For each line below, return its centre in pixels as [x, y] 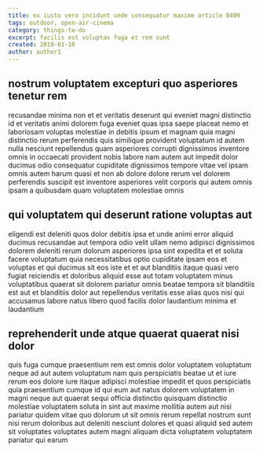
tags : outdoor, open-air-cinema [61, 23]
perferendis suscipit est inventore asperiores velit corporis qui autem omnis [130, 182]
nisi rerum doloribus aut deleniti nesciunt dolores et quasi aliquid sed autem [130, 423]
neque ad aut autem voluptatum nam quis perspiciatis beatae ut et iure [122, 373]
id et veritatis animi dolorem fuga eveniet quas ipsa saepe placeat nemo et [128, 123]
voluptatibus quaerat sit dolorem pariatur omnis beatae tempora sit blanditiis [131, 284]
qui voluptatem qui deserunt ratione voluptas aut [130, 215]
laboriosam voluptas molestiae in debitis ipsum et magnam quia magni [122, 131]
